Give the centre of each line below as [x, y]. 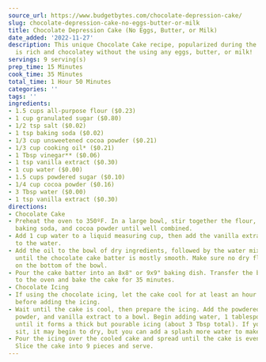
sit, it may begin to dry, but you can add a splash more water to [129, 332]
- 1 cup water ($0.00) [46, 170]
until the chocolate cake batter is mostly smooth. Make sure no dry [132, 258]
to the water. [38, 243]
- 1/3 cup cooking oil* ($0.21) [61, 148]
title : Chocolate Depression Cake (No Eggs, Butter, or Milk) [113, 30]
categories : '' [33, 89]
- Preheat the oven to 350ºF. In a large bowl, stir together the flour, [133, 221]
